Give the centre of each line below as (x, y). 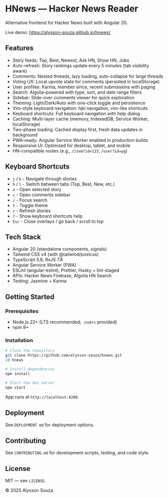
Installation (19, 340)
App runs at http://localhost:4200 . (42, 397)
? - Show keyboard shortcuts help (47, 216)
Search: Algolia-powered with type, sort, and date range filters (77, 92)
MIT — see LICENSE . (26, 480)
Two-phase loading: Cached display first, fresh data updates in (77, 129)
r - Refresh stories (32, 211)
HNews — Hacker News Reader (72, 9)
